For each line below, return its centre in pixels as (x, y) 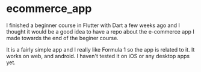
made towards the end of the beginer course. (62, 38)
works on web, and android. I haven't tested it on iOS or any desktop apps (98, 56)
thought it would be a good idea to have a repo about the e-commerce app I (100, 31)
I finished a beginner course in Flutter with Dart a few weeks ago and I (93, 25)
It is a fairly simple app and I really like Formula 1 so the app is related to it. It (100, 49)
